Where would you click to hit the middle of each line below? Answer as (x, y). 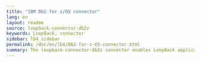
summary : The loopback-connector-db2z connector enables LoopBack (91, 50)
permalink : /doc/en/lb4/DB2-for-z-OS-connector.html (73, 45)
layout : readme (25, 22)
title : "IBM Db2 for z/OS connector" (53, 12)
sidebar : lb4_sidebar (33, 39)
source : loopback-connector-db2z (48, 28)
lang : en (17, 17)
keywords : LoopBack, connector (45, 34)
